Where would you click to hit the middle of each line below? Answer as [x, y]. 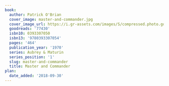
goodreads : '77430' [30, 29]
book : [10, 10]
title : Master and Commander [40, 66]
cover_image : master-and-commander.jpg [51, 19]
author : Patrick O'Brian [35, 15]
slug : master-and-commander [39, 62]
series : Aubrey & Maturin [37, 52]
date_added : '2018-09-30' [37, 76]
